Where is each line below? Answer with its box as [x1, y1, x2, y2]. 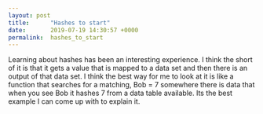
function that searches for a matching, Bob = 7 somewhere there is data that [8, 80, 255, 90]
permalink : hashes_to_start [8, 33, 104, 42]
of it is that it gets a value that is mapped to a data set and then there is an [8, 64, 248, 73]
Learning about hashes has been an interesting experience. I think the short [8, 55, 253, 64]
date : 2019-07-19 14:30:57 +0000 [8, 26, 139, 34]
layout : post [8, 11, 51, 20]
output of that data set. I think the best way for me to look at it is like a [8, 72, 234, 81]
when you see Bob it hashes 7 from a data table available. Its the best [8, 88, 233, 98]
